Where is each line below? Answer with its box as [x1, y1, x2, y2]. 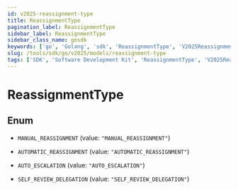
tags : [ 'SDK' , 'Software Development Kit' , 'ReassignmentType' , [7, 57, 201, 64]
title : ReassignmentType [7, 17, 81, 24]
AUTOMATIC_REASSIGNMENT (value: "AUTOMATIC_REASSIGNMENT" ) [17, 147, 190, 155]
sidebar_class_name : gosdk [7, 37, 87, 44]
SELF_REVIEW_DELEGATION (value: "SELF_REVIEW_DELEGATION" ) [17, 174, 190, 183]
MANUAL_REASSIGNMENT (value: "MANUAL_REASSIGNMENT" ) [17, 133, 171, 142]
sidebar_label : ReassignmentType [7, 30, 106, 37]
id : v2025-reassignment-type [7, 10, 93, 18]
